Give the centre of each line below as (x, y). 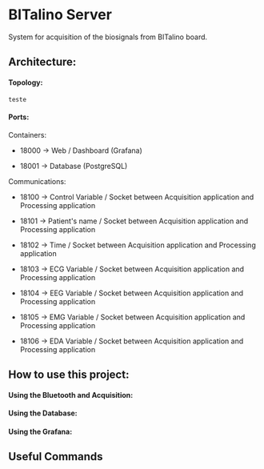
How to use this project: (69, 375)
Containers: (27, 134)
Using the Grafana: (40, 431)
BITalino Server (60, 15)
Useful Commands (56, 457)
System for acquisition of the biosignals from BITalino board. (108, 37)
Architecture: (42, 62)
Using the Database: (43, 413)
